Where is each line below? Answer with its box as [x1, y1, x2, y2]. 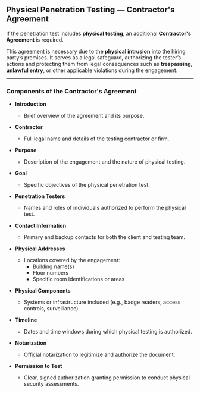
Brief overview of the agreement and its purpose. [23, 112, 145, 120]
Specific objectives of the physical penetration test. [23, 181, 150, 188]
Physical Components [14, 287, 71, 294]
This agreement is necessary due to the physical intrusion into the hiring [6, 48, 186, 55]
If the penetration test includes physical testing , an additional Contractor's [6, 30, 192, 37]
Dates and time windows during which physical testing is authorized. [23, 328, 192, 335]
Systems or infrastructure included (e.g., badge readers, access [23, 298, 181, 306]
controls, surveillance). [23, 305, 80, 312]
